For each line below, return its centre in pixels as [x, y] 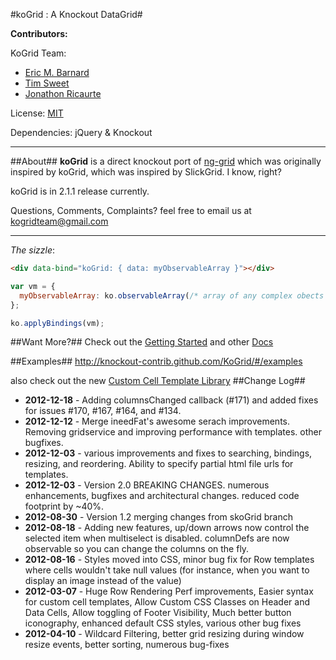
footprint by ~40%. [64, 506]
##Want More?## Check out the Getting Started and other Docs [142, 342]
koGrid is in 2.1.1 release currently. [80, 191]
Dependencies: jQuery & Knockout [81, 132]
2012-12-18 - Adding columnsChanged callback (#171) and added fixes [171, 400]
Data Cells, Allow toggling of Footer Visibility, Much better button [158, 613]
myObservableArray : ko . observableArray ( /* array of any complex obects [172, 295]
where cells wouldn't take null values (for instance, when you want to [167, 570]
